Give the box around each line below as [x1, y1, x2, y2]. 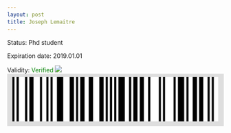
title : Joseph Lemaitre [7, 18, 76, 25]
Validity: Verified [7, 65, 54, 74]
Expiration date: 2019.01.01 [7, 52, 82, 60]
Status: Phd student [7, 38, 63, 46]
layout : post [7, 11, 45, 18]
